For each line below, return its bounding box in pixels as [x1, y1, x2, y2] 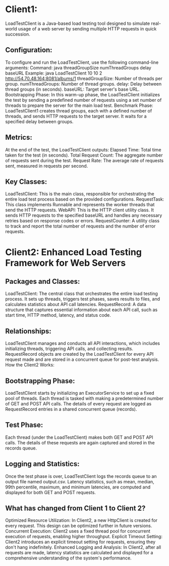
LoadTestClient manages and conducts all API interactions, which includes [5, 341, 160, 347]
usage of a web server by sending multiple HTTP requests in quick [18, 25, 157, 31]
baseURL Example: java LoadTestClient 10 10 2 [5, 70, 102, 76]
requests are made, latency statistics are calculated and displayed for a [5, 550, 153, 556]
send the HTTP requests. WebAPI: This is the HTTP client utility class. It [5, 207, 154, 213]
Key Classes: [5, 177, 47, 186]
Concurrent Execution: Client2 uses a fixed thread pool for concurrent [5, 528, 150, 534]
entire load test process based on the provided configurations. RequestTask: [5, 196, 164, 202]
